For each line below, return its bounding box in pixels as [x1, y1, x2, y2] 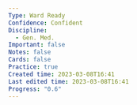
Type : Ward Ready [8, 11, 66, 20]
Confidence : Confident [8, 19, 83, 27]
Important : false [8, 41, 66, 49]
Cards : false [8, 56, 51, 64]
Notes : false [8, 48, 51, 56]
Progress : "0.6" [8, 84, 62, 93]
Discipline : [8, 26, 48, 34]
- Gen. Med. [15, 33, 55, 42]
